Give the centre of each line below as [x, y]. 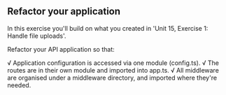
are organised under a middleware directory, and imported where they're [112, 78]
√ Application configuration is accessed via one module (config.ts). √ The [113, 63]
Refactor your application [64, 12]
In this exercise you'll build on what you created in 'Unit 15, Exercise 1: [108, 28]
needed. [19, 85]
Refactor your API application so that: [61, 49]
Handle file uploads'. [37, 36]
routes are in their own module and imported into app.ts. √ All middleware [113, 70]
